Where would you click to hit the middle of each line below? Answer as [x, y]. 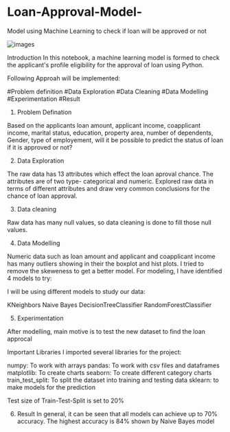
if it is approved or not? [40, 147]
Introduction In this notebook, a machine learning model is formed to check [113, 57]
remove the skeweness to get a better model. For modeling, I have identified [115, 271]
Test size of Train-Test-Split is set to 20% [66, 400]
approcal [20, 339]
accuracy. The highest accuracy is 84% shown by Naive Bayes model [116, 421]
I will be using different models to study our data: [76, 291]
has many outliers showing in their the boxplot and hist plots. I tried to [106, 263]
